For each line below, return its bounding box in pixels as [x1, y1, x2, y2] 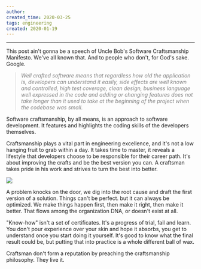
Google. [6, 61, 26, 68]
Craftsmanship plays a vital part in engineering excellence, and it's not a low [6, 140, 194, 147]
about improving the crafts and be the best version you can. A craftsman [6, 159, 185, 166]
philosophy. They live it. [6, 256, 65, 264]
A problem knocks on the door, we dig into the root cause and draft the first [6, 189, 193, 196]
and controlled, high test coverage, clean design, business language [20, 85, 190, 92]
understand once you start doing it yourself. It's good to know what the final [6, 232, 193, 239]
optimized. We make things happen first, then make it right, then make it [6, 201, 184, 208]
